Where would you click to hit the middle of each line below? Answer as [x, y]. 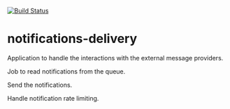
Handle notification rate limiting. [53, 98]
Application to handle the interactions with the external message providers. [115, 58]
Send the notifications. [40, 85]
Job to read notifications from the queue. [66, 71]
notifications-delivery [72, 39]
